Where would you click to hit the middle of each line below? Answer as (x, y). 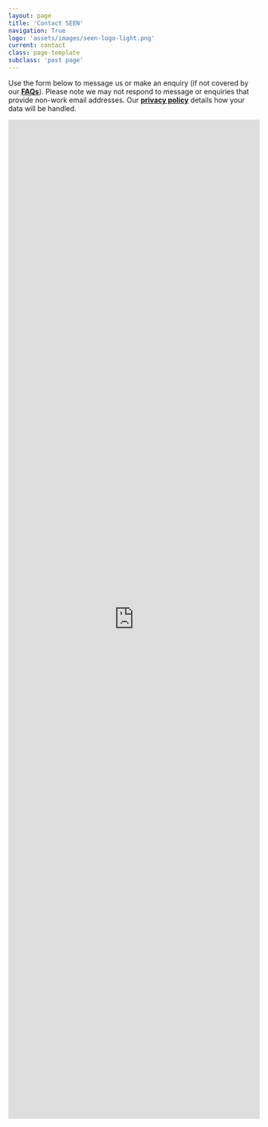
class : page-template (44, 53)
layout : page (30, 16)
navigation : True (37, 30)
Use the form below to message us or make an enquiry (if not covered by (128, 83)
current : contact (37, 46)
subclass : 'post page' (46, 61)
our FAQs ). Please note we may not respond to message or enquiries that (129, 91)
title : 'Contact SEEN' (46, 23)
